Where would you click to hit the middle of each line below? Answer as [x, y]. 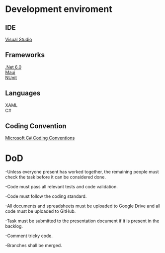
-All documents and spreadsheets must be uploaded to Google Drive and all [83, 206]
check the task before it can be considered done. [55, 177]
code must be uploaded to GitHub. [41, 211]
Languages [23, 93]
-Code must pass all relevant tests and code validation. [61, 187]
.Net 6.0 [13, 67]
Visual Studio [19, 39]
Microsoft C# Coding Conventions [40, 138]
